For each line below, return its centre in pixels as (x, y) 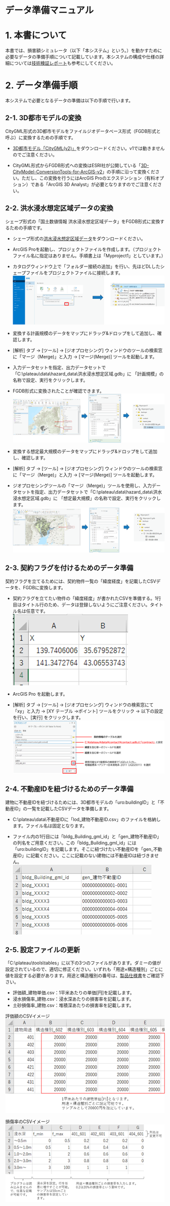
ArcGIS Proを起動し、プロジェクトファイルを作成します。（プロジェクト (87, 249)
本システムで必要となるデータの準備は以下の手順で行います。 (69, 101)
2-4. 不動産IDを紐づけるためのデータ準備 (69, 789)
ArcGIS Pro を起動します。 (40, 694)
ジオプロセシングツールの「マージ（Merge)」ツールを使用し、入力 (82, 486)
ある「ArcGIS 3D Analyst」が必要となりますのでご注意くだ (96, 184)
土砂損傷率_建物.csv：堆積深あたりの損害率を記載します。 (73, 1005)
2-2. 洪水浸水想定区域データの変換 (59, 208)
